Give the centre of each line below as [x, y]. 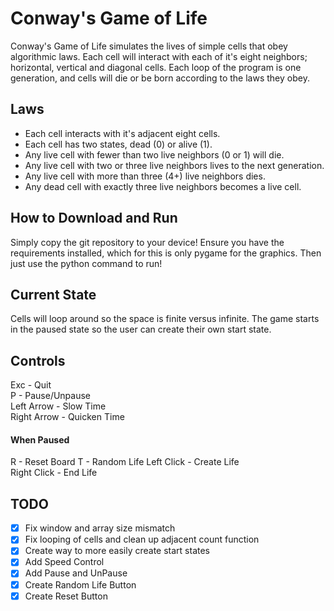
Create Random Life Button [80, 584]
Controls [38, 360]
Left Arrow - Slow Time [58, 406]
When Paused [40, 439]
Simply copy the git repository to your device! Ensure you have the [147, 242]
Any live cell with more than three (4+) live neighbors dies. [145, 176]
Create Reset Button [66, 596]
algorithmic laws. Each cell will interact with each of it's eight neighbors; [159, 56]
